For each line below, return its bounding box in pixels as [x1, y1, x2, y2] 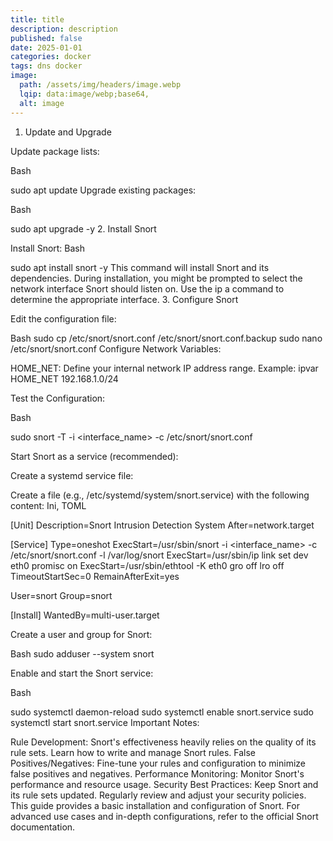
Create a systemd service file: [10, 469, 134, 481]
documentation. [10, 821, 76, 833]
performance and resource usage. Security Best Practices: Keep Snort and [10, 778, 319, 790]
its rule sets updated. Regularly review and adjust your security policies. [10, 789, 307, 801]
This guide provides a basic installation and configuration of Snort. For [10, 799, 300, 811]
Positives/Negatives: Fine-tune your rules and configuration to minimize [10, 757, 306, 769]
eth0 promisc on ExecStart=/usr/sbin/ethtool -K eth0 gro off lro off [10, 559, 285, 571]
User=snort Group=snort [10, 589, 113, 601]
